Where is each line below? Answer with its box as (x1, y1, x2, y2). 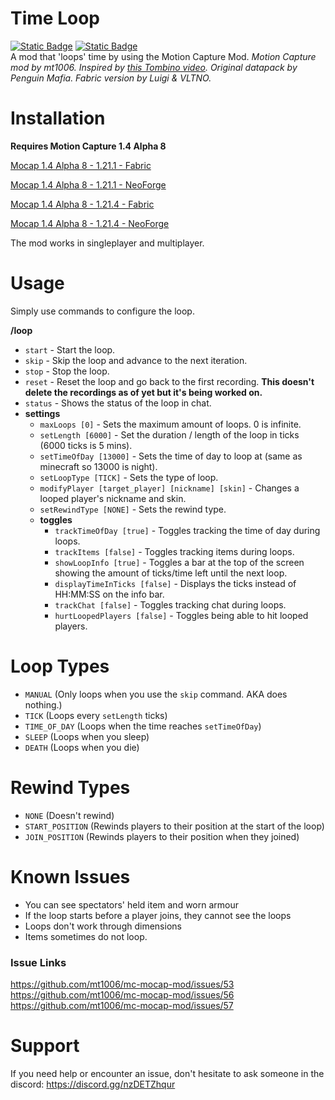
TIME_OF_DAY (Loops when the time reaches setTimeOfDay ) (24, 720, 262, 732)
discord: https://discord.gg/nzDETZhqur (10, 1078, 176, 1090)
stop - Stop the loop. (24, 365, 110, 377)
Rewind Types (10, 776, 131, 799)
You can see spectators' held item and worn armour (24, 898, 239, 911)
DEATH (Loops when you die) (24, 741, 140, 753)
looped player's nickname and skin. (39, 492, 187, 504)
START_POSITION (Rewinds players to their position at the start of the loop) (24, 820, 325, 832)
